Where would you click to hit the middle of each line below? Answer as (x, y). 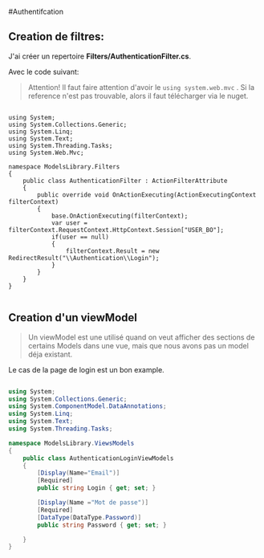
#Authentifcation (36, 12)
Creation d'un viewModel (73, 318)
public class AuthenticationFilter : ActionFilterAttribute (125, 181)
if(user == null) (80, 237)
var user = (69, 223)
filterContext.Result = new (112, 251)
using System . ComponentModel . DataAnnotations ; (87, 406)
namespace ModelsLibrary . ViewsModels (71, 443)
